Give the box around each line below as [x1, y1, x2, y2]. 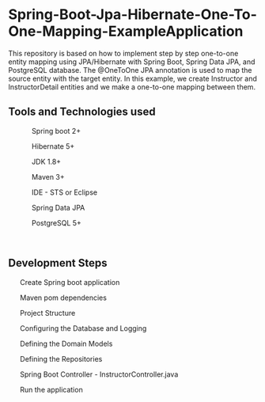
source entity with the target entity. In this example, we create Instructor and [8, 74, 257, 83]
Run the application [19, 385, 83, 394]
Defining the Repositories [19, 354, 103, 363]
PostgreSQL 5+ [31, 218, 81, 227]
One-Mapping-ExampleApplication [8, 22, 244, 40]
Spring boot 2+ [31, 126, 81, 135]
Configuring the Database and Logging [19, 323, 147, 333]
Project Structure [19, 308, 76, 317]
